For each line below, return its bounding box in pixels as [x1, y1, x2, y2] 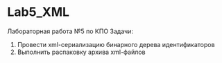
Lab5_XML [7, 4, 70, 20]
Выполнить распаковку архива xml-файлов [17, 48, 146, 56]
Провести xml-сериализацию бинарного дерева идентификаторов [17, 40, 215, 48]
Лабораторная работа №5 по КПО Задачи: [7, 27, 134, 35]
